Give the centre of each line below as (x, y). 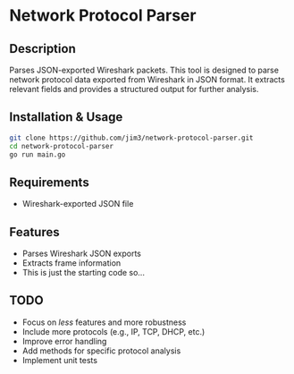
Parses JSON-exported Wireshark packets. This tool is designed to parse (144, 70)
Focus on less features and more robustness (104, 322)
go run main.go (38, 154)
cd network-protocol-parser (62, 146)
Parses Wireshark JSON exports (81, 254)
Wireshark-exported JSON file (78, 204)
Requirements (49, 182)
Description (42, 49)
